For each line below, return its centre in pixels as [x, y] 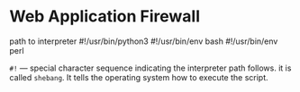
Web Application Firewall [105, 17]
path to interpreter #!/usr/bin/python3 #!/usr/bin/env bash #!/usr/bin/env [144, 41]
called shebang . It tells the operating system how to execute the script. [139, 77]
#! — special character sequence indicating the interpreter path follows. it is [150, 68]
